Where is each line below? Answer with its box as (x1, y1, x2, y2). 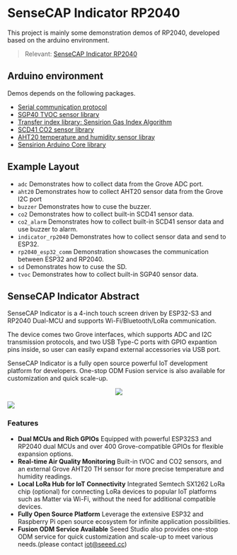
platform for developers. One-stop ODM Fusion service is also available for (7, 367, 226, 375)
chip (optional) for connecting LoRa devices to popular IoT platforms (17, 487, 217, 496)
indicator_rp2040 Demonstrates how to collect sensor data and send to (17, 232, 226, 241)
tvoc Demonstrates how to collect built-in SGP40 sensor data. (17, 270, 199, 278)
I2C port (17, 195, 42, 203)
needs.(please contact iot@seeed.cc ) (17, 539, 127, 548)
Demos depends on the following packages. (7, 88, 136, 97)
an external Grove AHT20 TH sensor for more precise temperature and (17, 464, 224, 473)
